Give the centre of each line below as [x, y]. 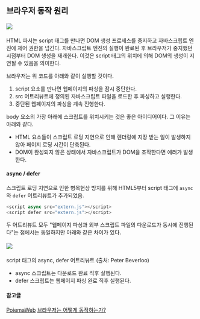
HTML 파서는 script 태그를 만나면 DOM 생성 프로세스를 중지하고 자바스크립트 [97, 40]
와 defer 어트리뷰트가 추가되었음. [45, 195]
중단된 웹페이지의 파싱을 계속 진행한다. [60, 104]
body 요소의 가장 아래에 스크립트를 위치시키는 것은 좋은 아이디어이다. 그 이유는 [98, 116]
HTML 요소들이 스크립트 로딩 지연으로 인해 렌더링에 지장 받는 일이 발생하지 [103, 137]
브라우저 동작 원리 [37, 11]
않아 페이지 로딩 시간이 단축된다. [53, 144]
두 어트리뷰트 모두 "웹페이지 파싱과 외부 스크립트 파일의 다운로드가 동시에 [92, 224]
